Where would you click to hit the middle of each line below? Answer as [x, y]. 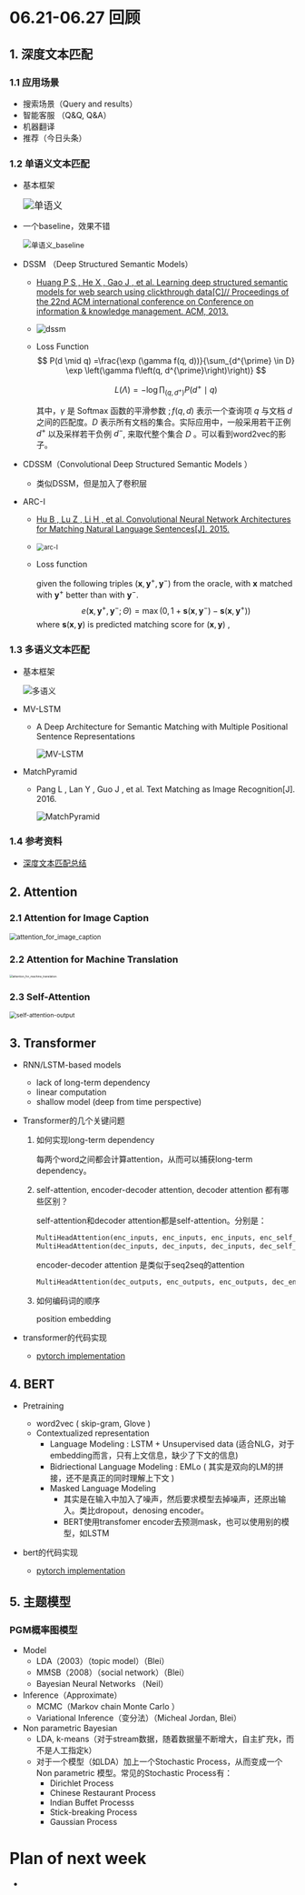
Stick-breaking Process [93, 1812]
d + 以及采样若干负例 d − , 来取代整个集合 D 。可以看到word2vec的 [157, 433]
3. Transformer [53, 1043]
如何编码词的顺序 [68, 1300]
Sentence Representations [86, 736]
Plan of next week [78, 1859]
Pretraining [43, 1406]
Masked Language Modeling [103, 1489]
